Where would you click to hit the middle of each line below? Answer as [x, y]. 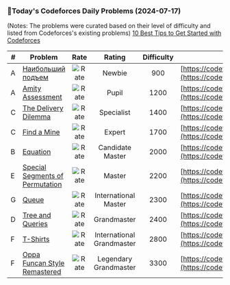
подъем [36, 77]
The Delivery [43, 108]
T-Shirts [36, 239]
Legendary [115, 259]
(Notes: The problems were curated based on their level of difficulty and [109, 26]
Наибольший [44, 69]
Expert [115, 132]
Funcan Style [43, 263]
